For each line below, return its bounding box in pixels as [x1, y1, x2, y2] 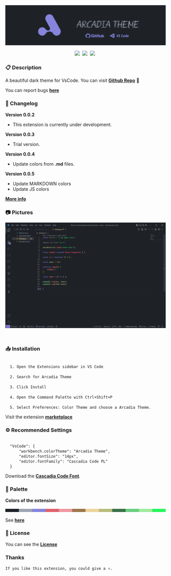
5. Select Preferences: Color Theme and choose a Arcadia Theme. [10, 405, 152, 410]
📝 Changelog [5, 100, 38, 107]
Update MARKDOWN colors [12, 180, 71, 187]
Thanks [5, 554, 24, 561]
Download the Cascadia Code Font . [5, 473, 80, 479]
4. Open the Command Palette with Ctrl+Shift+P [10, 395, 113, 400]
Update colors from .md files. [12, 161, 75, 167]
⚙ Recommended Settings [5, 427, 72, 434]
